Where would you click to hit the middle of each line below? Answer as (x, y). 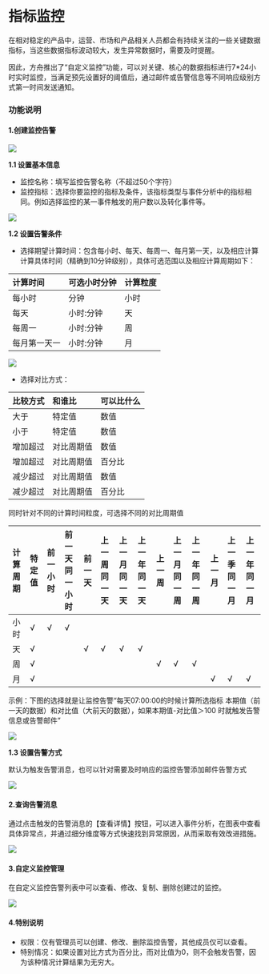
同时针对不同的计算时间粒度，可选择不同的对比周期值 (96, 513)
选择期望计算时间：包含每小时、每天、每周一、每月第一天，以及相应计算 (139, 251)
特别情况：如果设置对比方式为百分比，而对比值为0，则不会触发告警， (134, 952)
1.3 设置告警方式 (35, 752)
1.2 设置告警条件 (35, 234)
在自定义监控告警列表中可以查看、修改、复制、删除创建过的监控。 (117, 888)
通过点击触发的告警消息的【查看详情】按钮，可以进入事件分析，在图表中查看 (134, 824)
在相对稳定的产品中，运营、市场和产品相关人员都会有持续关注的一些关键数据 (134, 40)
